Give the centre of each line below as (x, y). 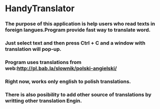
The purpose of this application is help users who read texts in (80, 24)
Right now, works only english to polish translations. (68, 81)
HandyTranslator (40, 9)
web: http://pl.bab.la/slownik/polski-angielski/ (61, 68)
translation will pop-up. (33, 49)
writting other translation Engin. (44, 101)
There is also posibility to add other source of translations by (78, 94)
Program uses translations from (43, 62)
